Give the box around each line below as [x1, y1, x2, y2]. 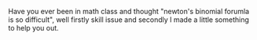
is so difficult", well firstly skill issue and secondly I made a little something [8, 15, 250, 24]
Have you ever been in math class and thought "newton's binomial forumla [8, 7, 250, 16]
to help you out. [8, 24, 59, 32]
